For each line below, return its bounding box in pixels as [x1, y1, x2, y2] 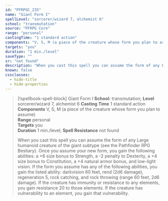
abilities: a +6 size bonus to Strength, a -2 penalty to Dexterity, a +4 [17, 153, 157, 159]
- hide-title [9, 77, 37, 82]
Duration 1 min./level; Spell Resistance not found [17, 127, 119, 133]
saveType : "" [5, 53, 32, 59]
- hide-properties [9, 81, 48, 86]
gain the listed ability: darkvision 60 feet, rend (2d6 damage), [17, 168, 143, 175]
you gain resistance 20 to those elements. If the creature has [17, 184, 143, 190]
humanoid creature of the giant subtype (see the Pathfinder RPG [17, 142, 150, 148]
